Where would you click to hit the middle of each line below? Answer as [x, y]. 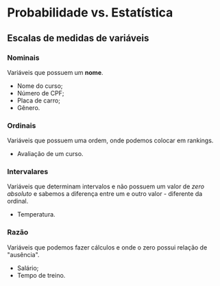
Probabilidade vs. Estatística [90, 13]
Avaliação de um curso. [50, 154]
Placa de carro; [38, 100]
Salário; [28, 268]
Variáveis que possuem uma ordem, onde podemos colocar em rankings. [110, 141]
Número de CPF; [40, 93]
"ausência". [23, 254]
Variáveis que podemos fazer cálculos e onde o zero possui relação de [107, 247]
